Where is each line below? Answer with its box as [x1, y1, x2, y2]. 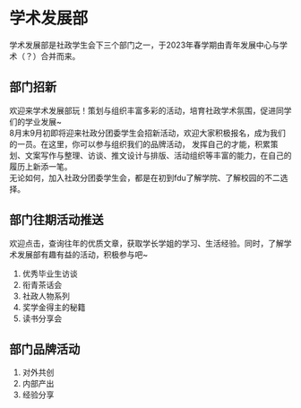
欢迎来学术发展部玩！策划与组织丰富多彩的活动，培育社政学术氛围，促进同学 [9, 105, 292, 116]
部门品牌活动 [9, 342, 81, 357]
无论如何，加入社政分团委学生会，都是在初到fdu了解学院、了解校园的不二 [9, 172, 280, 183]
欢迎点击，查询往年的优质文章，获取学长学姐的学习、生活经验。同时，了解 [9, 238, 284, 248]
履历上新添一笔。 [9, 161, 73, 171]
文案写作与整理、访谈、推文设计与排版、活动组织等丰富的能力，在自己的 [24, 150, 292, 161]
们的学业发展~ [9, 116, 63, 126]
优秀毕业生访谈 [21, 268, 78, 279]
